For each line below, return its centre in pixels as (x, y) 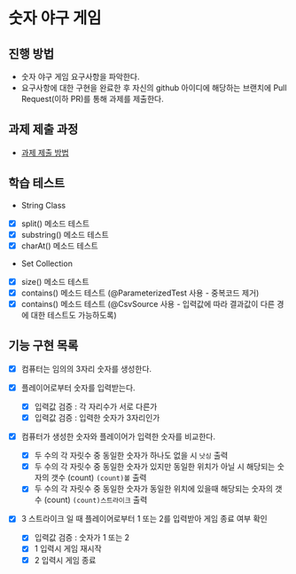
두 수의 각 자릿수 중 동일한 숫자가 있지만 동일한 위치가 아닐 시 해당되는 (155, 467)
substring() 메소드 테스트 (65, 234)
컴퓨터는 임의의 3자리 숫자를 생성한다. (86, 368)
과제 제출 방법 (45, 153)
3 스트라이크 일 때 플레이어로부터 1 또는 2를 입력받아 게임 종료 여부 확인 (144, 519)
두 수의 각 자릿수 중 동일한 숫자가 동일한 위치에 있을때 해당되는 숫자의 (154, 489)
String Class (43, 205)
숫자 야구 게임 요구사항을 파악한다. (80, 77)
